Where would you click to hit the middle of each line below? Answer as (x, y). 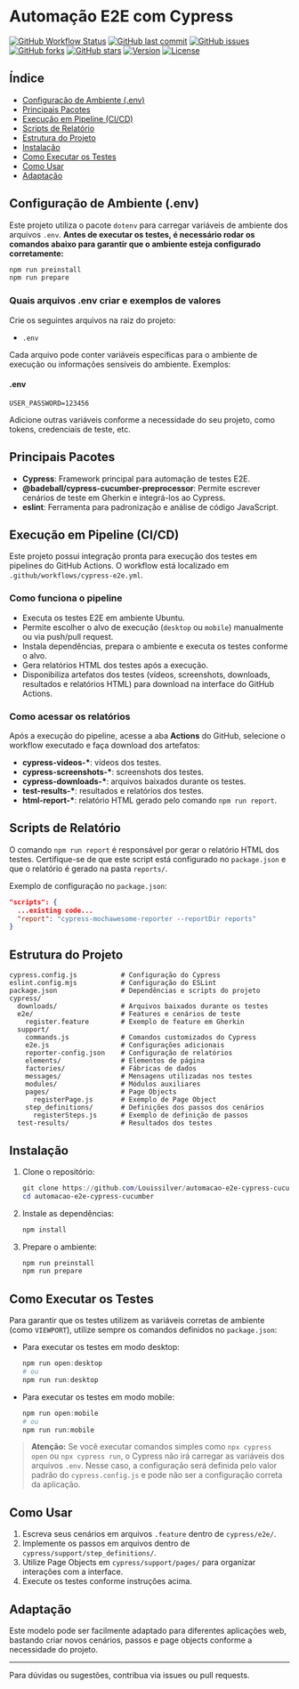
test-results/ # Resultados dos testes (115, 1123)
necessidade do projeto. (54, 1650)
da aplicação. (56, 1484)
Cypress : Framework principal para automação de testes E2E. (136, 479)
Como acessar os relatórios (70, 716)
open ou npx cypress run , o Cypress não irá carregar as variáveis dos (158, 1456)
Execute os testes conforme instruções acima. (107, 1581)
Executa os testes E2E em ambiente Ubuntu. (103, 618)
